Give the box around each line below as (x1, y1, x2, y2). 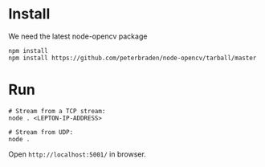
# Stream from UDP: (8, 128, 74, 136)
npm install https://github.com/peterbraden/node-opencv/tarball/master (8, 54, 257, 62)
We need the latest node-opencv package (8, 31, 148, 41)
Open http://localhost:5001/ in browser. (8, 149, 146, 159)
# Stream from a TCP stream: (8, 107, 106, 115)
